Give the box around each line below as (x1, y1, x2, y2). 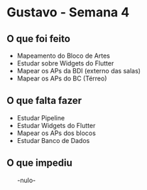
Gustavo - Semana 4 (6, 4, 130, 21)
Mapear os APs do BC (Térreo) (16, 74, 107, 83)
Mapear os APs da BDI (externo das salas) (16, 67, 141, 75)
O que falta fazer (6, 95, 82, 107)
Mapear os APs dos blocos (16, 129, 97, 137)
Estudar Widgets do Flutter (16, 121, 96, 130)
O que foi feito (6, 33, 70, 45)
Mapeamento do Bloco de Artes (16, 51, 111, 60)
